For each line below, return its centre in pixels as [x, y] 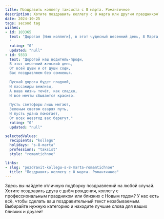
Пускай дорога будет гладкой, [40, 82]
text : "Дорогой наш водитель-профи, [47, 59]
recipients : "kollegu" [32, 141]
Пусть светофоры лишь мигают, [40, 105]
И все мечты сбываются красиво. [42, 95]
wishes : [13, 28]
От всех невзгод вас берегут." [41, 118]
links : [12, 163]
